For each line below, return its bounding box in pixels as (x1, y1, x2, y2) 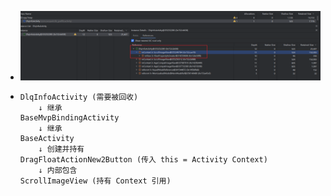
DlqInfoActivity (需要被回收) (19, 92, 139, 102)
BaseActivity (19, 133, 75, 143)
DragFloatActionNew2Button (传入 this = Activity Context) (19, 154, 268, 165)
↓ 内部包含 (38, 165, 78, 175)
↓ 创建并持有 (38, 144, 85, 154)
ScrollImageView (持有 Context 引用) (19, 176, 172, 186)
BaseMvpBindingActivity (19, 112, 120, 123)
